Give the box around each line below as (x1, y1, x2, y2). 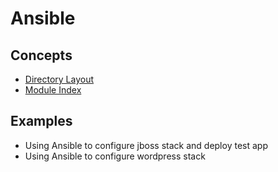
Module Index (24, 84, 82, 96)
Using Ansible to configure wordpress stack (24, 150, 206, 162)
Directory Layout (24, 73, 95, 85)
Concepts (10, 47, 73, 64)
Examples (10, 113, 73, 130)
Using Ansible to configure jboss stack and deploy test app (24, 139, 268, 151)
